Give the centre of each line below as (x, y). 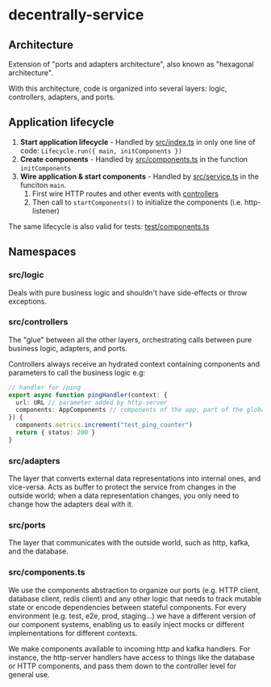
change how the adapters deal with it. (71, 504)
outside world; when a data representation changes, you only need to (124, 496)
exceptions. (27, 301)
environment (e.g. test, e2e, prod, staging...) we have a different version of (132, 616)
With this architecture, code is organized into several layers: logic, (118, 88)
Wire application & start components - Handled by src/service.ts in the (140, 176)
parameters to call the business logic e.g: (77, 372)
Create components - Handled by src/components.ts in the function (134, 159)
